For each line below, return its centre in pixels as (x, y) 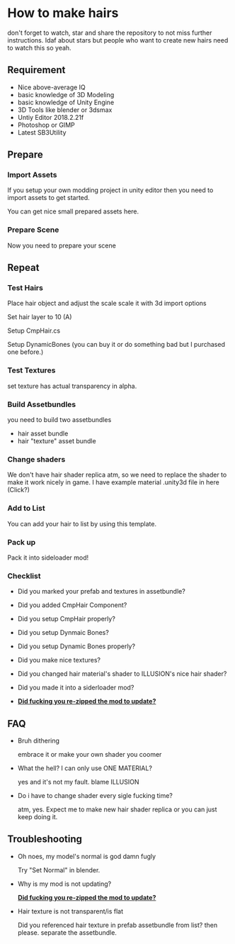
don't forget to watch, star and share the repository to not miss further (110, 33)
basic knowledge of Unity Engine (66, 102)
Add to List (26, 509)
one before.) (25, 352)
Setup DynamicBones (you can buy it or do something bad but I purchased (116, 345)
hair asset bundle (43, 433)
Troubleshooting (45, 839)
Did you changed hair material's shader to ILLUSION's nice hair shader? (122, 674)
